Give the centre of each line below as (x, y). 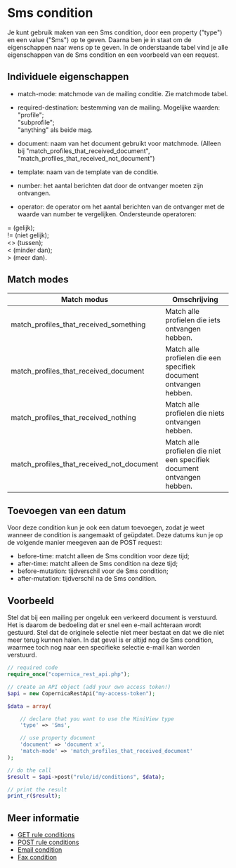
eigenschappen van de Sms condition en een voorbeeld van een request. (113, 55)
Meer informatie (43, 818)
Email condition (40, 850)
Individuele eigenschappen (68, 77)
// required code (33, 668)
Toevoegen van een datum (67, 511)
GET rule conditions (46, 835)
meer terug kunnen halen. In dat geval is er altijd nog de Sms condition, (110, 640)
